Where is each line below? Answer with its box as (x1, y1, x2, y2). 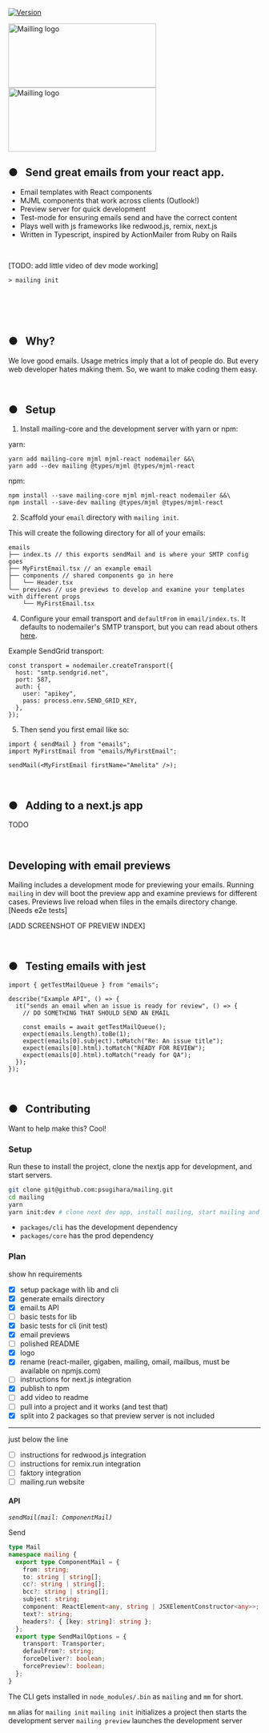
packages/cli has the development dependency (19, 1222, 179, 1232)
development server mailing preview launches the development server (8, 1715, 243, 1725)
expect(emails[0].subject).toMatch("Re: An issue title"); (22, 1037, 224, 1045)
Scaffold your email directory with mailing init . (19, 513, 179, 522)
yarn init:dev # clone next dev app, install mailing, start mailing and (8, 1208, 260, 1216)
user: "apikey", (22, 690, 78, 698)
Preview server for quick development (19, 204, 147, 214)
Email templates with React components (19, 187, 152, 196)
